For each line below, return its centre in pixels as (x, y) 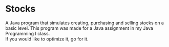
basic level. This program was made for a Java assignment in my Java (79, 28)
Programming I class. (28, 33)
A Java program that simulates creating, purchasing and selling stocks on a (84, 23)
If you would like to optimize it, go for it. (47, 39)
